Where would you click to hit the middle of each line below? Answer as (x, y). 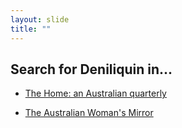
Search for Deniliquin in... (91, 69)
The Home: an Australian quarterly (95, 93)
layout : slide (40, 19)
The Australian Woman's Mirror (89, 113)
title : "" (31, 29)
